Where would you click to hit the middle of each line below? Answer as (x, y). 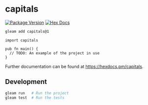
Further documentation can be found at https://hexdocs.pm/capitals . (74, 66)
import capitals (22, 40)
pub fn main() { (22, 49)
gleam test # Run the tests (35, 98)
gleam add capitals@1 (27, 31)
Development (26, 82)
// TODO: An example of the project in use (54, 53)
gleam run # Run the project (37, 93)
